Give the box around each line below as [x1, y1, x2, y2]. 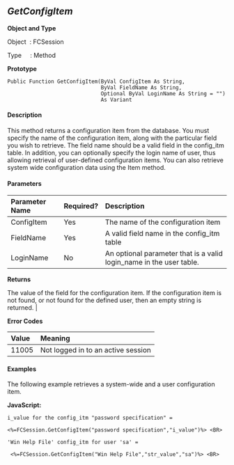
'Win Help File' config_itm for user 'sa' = [7, 439, 139, 446]
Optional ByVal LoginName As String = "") [100, 90, 226, 97]
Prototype [7, 64, 37, 72]
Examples [7, 365, 37, 373]
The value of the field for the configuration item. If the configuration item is [7, 289, 221, 297]
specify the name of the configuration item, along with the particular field [7, 134, 217, 142]
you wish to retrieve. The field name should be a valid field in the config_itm [7, 141, 224, 150]
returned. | [7, 304, 38, 312]
